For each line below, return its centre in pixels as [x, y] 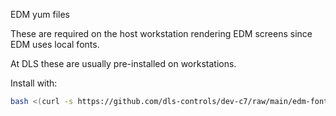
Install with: [34, 83]
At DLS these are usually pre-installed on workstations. [123, 63]
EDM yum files [40, 14]
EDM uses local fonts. [55, 44]
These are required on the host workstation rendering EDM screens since [161, 33]
